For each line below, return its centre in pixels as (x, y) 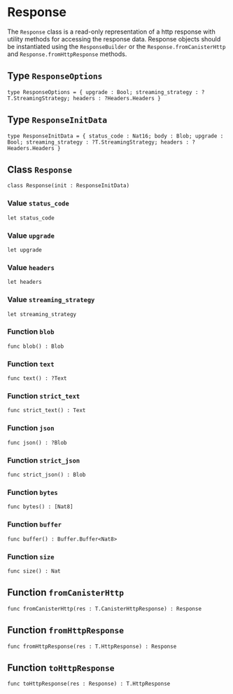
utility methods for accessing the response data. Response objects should (114, 39)
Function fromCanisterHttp (66, 593)
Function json (31, 428)
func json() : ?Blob (37, 442)
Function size (31, 557)
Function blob (31, 332)
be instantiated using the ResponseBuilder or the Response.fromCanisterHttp (116, 46)
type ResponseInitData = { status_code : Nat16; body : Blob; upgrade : (115, 136)
